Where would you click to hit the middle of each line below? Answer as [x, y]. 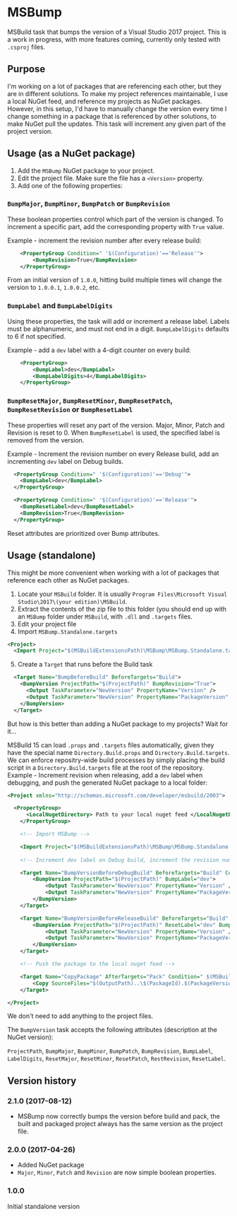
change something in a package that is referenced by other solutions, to [112, 116]
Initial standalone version [43, 1206]
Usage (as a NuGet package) [71, 154]
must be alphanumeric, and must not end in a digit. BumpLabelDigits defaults [118, 329]
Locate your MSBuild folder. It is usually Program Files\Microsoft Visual [122, 594]
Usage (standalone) [52, 556]
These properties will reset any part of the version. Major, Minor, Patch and [116, 425]
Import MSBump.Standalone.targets [67, 631]
